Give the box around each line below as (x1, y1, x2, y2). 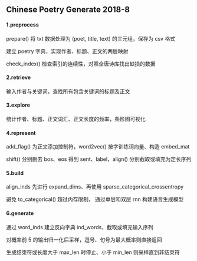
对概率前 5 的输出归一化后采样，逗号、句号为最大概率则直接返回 (6, 236, 162, 243)
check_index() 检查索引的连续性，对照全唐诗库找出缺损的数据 (6, 60, 156, 67)
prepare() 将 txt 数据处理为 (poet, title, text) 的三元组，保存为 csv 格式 (6, 35, 176, 42)
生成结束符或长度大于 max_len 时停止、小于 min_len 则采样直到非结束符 (6, 249, 180, 256)
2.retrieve (6, 74, 31, 81)
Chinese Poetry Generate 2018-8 (6, 5, 130, 15)
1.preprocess (6, 21, 40, 28)
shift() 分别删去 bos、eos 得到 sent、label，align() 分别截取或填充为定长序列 (6, 156, 192, 163)
